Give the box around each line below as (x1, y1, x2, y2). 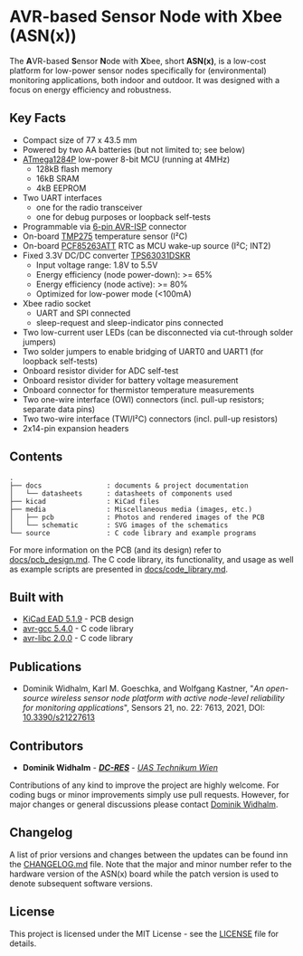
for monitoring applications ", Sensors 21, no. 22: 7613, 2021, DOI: (22, 703, 265, 714)
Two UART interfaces (22, 192, 102, 203)
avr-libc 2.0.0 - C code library (22, 633, 134, 644)
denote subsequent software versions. (9, 877, 154, 888)
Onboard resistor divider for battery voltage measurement (22, 374, 239, 385)
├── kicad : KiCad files (9, 497, 160, 506)
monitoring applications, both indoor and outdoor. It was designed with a (9, 74, 280, 85)
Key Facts (9, 110, 66, 126)
